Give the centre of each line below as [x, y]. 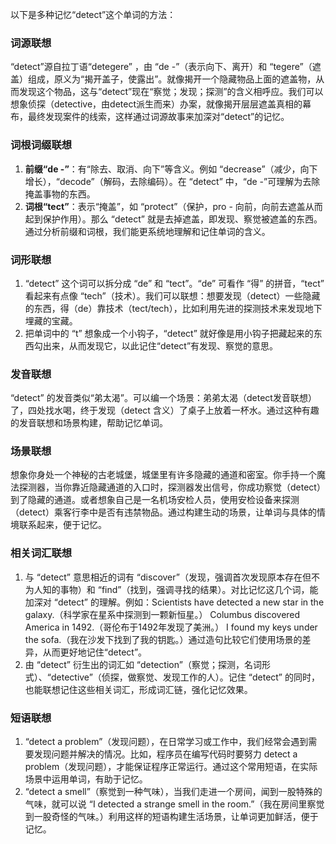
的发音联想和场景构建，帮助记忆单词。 [89, 423]
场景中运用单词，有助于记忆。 [86, 779]
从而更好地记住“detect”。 [95, 652]
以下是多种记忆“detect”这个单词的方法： [93, 14]
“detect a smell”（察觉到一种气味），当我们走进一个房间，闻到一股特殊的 [173, 792]
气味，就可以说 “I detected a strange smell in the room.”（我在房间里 [166, 804]
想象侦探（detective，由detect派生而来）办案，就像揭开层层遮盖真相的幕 [161, 104]
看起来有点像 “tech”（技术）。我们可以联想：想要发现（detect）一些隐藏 [172, 295]
